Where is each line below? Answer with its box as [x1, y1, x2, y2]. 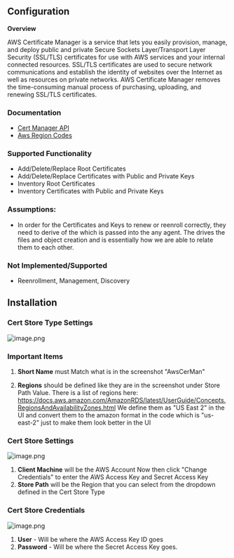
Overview [7, 24, 36, 32]
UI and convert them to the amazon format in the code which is [17, 410, 200, 419]
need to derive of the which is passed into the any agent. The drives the [17, 228, 226, 236]
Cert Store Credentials [7, 505, 85, 515]
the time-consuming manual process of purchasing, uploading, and [7, 82, 202, 91]
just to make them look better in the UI [41, 418, 151, 427]
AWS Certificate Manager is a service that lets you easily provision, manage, [7, 38, 228, 46]
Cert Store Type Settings [7, 318, 93, 327]
